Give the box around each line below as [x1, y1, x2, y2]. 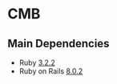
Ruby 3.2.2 [18, 58, 55, 67]
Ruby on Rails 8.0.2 [18, 66, 83, 76]
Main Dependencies [7, 37, 110, 50]
